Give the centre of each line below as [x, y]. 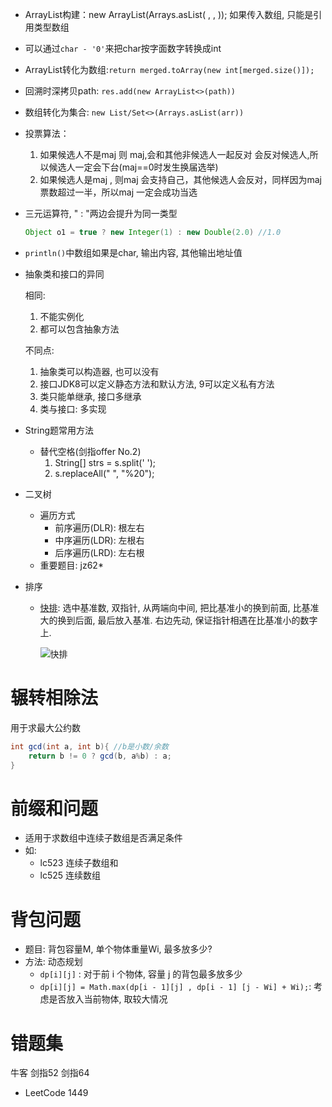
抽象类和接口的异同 [64, 274]
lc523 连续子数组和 [79, 863]
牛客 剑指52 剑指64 [50, 1073]
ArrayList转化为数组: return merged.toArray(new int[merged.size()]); [169, 69]
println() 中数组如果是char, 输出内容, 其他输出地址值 [133, 252]
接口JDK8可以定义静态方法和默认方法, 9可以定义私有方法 [157, 384]
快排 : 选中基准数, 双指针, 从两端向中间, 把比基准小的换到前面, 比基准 [179, 607]
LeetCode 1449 [56, 1093]
